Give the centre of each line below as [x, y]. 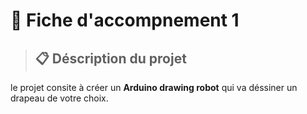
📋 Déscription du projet [110, 58]
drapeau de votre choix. [59, 98]
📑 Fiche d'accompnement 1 [125, 20]
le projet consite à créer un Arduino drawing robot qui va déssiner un [154, 87]
